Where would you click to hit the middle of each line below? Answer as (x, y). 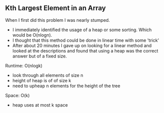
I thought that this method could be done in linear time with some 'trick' (86, 40)
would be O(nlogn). (32, 35)
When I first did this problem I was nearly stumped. (58, 20)
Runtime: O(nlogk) (24, 65)
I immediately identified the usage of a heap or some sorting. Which (82, 30)
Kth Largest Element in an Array (56, 8)
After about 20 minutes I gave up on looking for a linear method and (82, 45)
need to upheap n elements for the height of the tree (66, 86)
